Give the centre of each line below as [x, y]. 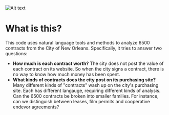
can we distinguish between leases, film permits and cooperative [81, 101]
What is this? [34, 29]
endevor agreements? [36, 107]
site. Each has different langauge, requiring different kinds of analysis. [87, 90]
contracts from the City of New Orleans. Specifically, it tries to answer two [84, 48]
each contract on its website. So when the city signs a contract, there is [88, 68]
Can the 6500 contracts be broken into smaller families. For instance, [86, 96]
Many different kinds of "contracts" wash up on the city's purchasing [86, 85]
